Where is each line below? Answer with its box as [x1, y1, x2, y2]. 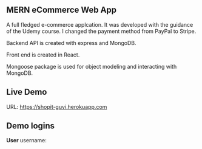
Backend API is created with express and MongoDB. [6, 39, 136, 46]
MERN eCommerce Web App [6, 5, 117, 15]
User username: [6, 137, 47, 144]
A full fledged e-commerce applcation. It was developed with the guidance [6, 21, 194, 28]
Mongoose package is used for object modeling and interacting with [6, 63, 177, 70]
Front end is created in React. [6, 51, 80, 58]
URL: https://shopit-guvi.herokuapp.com [6, 103, 107, 110]
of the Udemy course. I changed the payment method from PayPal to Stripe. [6, 27, 197, 35]
